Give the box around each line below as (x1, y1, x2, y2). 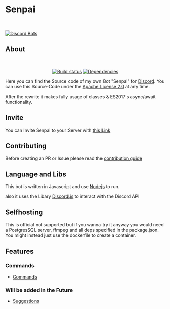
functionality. (5, 99, 33, 105)
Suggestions (12, 298, 39, 304)
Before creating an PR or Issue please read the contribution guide (5, 155, 142, 161)
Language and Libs (5, 170, 67, 178)
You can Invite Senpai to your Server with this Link (5, 127, 111, 133)
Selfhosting (5, 208, 43, 217)
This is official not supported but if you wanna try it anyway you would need (5, 222, 164, 227)
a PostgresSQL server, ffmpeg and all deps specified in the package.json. (5, 227, 159, 233)
